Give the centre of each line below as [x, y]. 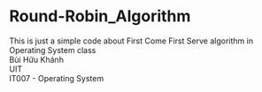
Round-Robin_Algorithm [100, 16]
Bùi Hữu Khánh [37, 59]
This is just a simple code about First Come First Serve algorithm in [131, 41]
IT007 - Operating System [57, 78]
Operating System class [53, 50]
